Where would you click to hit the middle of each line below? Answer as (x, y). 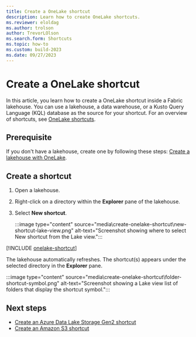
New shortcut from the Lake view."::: (58, 237)
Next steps (26, 308)
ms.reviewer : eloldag (33, 22)
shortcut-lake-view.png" (44, 231)
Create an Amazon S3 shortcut (52, 328)
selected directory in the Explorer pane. (54, 266)
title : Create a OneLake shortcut (48, 11)
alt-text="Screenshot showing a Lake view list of (119, 283)
